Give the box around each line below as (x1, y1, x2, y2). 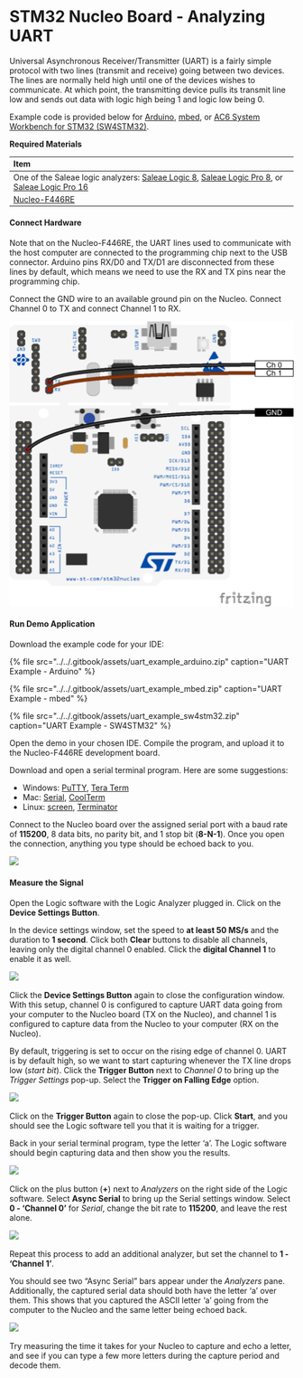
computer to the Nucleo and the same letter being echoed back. (9, 1305, 248, 1316)
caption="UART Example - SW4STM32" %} (9, 720, 171, 731)
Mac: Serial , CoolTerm (22, 791, 106, 802)
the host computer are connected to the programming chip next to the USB (9, 247, 289, 258)
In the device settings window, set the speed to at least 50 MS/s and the (9, 925, 280, 936)
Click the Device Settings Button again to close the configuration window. (9, 990, 286, 1001)
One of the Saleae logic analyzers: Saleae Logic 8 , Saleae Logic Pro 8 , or (13, 172, 283, 183)
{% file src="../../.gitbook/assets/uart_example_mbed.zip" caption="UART (9, 683, 282, 694)
